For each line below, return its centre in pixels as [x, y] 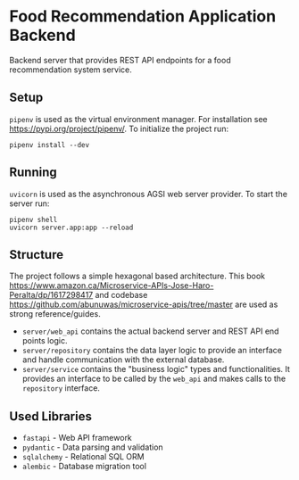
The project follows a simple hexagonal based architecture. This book [137, 276]
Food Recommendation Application [143, 17]
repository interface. [61, 388]
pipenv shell [33, 219]
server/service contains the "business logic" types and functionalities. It [156, 369]
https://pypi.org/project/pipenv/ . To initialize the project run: [119, 128]
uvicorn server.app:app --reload [71, 228]
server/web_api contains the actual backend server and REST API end [150, 331]
